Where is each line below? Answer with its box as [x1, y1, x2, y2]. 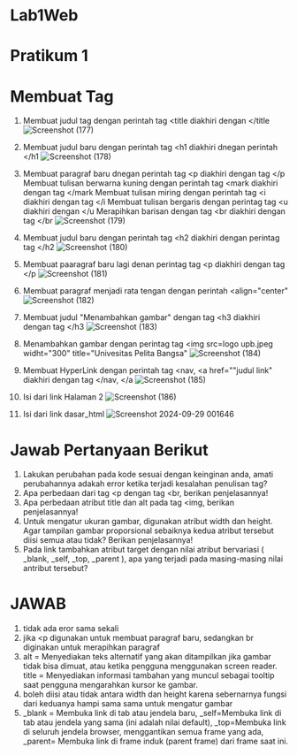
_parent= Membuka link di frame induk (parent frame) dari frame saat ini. [22, 736, 289, 747]
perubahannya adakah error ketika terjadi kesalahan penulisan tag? [22, 478, 268, 489]
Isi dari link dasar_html [22, 408, 105, 420]
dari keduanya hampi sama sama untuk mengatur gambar [22, 698, 233, 709]
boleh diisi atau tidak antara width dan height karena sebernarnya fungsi [22, 689, 287, 699]
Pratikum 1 [10, 46, 89, 66]
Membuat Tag [10, 86, 114, 106]
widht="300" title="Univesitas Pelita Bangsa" [22, 348, 188, 359]
